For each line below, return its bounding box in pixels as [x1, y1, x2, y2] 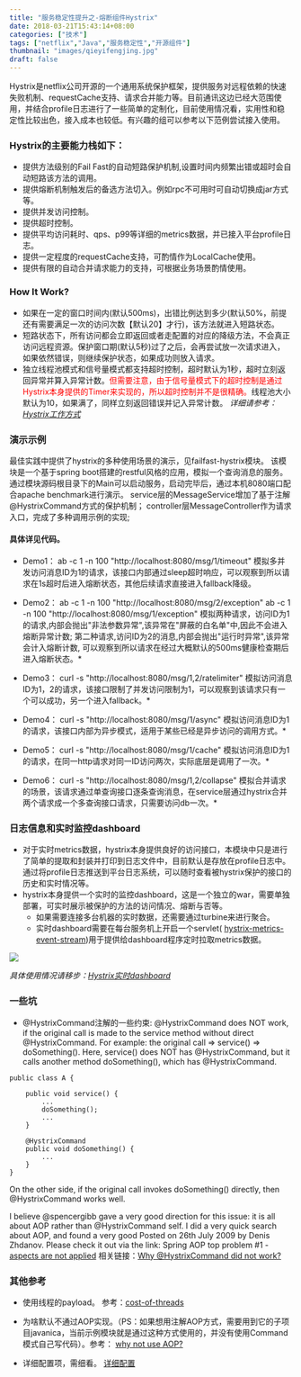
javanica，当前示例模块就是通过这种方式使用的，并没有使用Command [30, 1327, 289, 1337]
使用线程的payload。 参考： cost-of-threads [22, 1297, 184, 1308]
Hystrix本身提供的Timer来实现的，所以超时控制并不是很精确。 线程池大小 [22, 386, 291, 397]
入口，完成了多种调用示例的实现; [9, 511, 130, 522]
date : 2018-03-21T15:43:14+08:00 [9, 22, 135, 31]
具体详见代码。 [9, 534, 65, 544]
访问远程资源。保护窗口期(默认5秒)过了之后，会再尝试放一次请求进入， [22, 341, 286, 352]
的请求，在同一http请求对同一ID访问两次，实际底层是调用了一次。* [22, 756, 270, 767]
